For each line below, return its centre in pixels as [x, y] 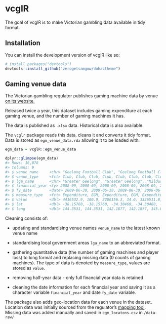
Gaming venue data [36, 84]
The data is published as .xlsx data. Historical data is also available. [75, 125]
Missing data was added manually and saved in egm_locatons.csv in [74, 312]
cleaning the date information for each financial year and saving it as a [84, 287]
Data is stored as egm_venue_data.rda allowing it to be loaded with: [72, 140]
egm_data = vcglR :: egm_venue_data [41, 149]
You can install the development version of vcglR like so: [62, 55]
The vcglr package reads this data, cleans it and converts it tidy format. [78, 135]
